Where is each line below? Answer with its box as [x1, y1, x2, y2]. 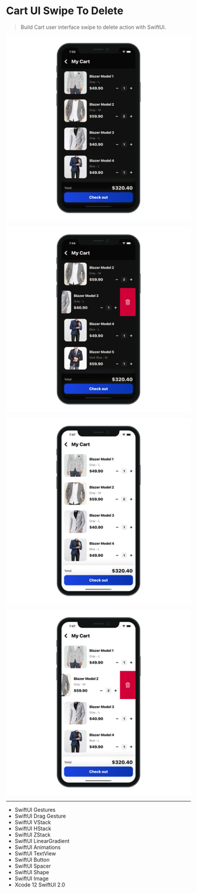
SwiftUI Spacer [14, 862, 52, 869]
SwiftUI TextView [14, 849, 56, 857]
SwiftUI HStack [14, 825, 52, 832]
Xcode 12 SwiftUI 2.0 [14, 881, 66, 888]
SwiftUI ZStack [14, 831, 51, 838]
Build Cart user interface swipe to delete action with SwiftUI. [20, 24, 167, 31]
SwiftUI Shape [14, 868, 49, 875]
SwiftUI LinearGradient [14, 837, 70, 844]
